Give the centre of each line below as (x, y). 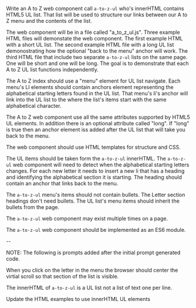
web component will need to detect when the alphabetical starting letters (101, 165)
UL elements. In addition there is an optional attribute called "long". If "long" (98, 123)
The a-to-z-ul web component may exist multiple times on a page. (87, 218)
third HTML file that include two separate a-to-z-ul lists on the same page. (97, 57)
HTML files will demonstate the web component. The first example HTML (94, 38)
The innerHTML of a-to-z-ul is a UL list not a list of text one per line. (89, 288)
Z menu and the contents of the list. (49, 21)
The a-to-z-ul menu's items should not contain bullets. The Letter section (96, 195)
